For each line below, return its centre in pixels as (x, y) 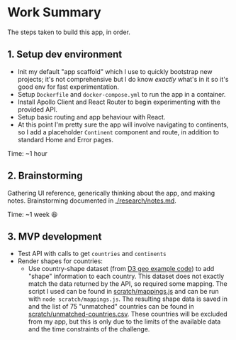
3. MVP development (55, 237)
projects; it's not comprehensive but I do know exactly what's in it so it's (123, 79)
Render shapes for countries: (60, 261)
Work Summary (54, 12)
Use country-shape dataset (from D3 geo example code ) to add (121, 269)
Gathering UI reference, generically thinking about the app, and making (111, 193)
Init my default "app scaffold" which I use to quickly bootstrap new (115, 71)
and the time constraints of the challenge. (89, 329)
